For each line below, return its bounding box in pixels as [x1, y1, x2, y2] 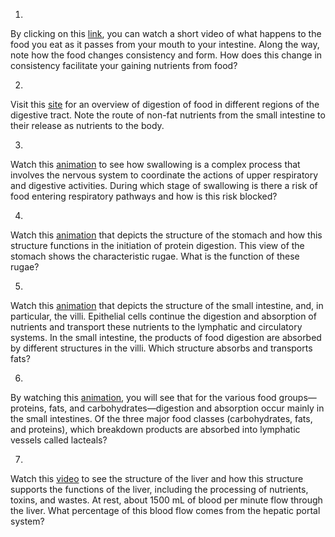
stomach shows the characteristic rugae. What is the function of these [10, 250, 300, 262]
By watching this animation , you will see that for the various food [10, 392, 277, 403]
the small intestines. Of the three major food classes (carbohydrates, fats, [10, 413, 313, 424]
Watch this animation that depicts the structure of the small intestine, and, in [10, 300, 324, 311]
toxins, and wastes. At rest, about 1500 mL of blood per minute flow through [10, 494, 323, 506]
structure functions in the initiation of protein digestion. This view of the [10, 240, 305, 251]
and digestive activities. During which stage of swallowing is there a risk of [10, 180, 318, 191]
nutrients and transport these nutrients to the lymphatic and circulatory [10, 321, 303, 333]
